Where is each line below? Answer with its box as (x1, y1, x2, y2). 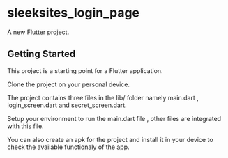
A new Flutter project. (7, 28, 70, 36)
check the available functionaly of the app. (7, 143, 130, 151)
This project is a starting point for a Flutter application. (7, 66, 163, 74)
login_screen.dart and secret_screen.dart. (7, 101, 127, 109)
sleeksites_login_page (7, 5, 140, 21)
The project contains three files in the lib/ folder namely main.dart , (7, 93, 199, 102)
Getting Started (7, 48, 76, 60)
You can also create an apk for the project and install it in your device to (7, 135, 214, 143)
